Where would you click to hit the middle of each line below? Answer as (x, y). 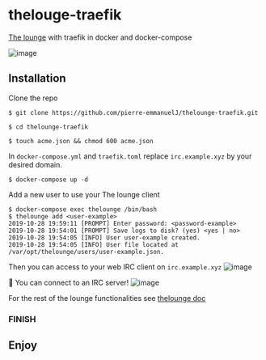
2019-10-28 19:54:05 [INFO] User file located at (94, 244)
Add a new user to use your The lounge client (84, 194)
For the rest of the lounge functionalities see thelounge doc (107, 298)
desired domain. (36, 164)
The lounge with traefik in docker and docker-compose (100, 37)
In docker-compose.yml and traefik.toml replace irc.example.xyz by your (130, 156)
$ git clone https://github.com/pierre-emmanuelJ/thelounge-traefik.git (133, 112)
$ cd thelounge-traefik (49, 127)
